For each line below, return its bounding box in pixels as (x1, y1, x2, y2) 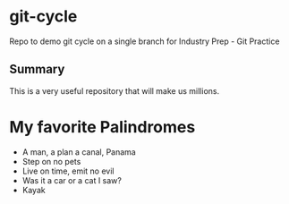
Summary (9, 62, 65, 77)
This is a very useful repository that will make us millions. (9, 85, 220, 96)
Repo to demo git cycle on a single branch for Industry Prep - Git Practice (9, 36, 280, 47)
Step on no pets (21, 156, 81, 166)
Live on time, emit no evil (21, 166, 115, 176)
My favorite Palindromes (9, 116, 196, 137)
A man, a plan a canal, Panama (21, 146, 136, 157)
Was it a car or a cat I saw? (21, 174, 123, 185)
